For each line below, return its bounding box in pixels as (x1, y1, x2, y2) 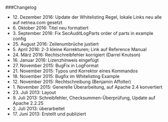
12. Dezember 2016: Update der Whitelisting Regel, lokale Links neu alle (12, 14, 162, 20)
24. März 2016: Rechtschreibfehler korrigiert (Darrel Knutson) (12, 52, 141, 58)
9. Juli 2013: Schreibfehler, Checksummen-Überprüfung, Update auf (12, 95, 156, 101)
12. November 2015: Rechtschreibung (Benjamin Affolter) (12, 78, 132, 85)
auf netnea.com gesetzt (12, 20, 63, 25)
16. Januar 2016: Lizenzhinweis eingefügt (12, 57, 99, 63)
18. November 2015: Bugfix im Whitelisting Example (12, 73, 120, 79)
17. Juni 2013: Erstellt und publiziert (12, 111, 86, 117)
